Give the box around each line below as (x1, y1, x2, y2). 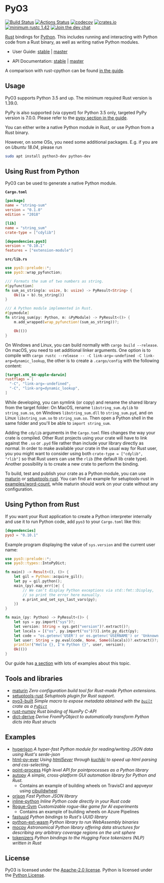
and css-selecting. (12, 761, 50, 768)
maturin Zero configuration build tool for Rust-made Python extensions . (12, 687, 157, 693)
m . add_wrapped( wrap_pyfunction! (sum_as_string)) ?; (14, 319, 119, 324)
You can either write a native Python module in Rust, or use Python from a (5, 124, 154, 130)
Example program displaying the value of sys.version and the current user (5, 542, 156, 547)
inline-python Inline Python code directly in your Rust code (12, 798, 131, 804)
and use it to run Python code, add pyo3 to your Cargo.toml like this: (5, 519, 141, 524)
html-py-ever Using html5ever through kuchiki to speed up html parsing (12, 756, 157, 762)
